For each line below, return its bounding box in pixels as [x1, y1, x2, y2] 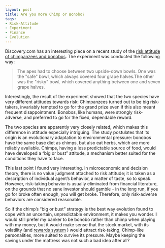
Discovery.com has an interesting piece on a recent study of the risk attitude [5, 48, 161, 54]
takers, [5, 104, 19, 110]
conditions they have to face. [5, 155, 64, 161]
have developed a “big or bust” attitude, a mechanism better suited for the [5, 150, 156, 156]
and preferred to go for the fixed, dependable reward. [24, 114, 133, 120]
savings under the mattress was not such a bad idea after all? [5, 237, 130, 243]
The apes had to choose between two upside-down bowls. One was [17, 68, 156, 74]
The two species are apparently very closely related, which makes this [5, 124, 148, 130]
